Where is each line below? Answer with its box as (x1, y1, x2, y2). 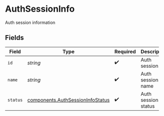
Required (114, 48, 136, 55)
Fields (5, 34, 24, 42)
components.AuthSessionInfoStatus (27, 97, 110, 103)
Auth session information (5, 19, 56, 25)
